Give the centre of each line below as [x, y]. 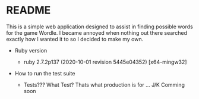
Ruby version [31, 50]
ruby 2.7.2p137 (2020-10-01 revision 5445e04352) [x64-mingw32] [105, 62]
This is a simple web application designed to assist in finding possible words [99, 27]
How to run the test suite [45, 73]
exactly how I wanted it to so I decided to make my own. [75, 39]
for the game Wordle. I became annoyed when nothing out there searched [97, 32]
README [29, 10]
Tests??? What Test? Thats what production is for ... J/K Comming [104, 85]
